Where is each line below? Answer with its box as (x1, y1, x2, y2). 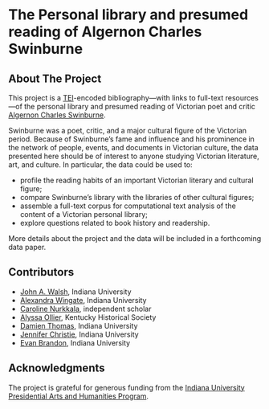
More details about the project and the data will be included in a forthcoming (8, 234, 262, 243)
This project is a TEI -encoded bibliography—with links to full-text (8, 93, 224, 102)
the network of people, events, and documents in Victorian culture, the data (8, 143, 259, 152)
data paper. (8, 243, 47, 252)
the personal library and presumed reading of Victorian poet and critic (23, 102, 255, 111)
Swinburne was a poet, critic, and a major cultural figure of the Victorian (8, 126, 247, 135)
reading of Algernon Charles (8, 22, 202, 41)
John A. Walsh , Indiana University (19, 287, 132, 297)
